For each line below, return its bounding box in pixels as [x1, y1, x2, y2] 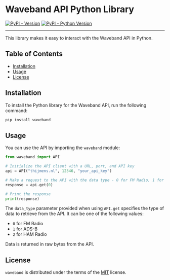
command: [5, 108, 28, 114]
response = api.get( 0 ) [5, 182, 53, 187]
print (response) [5, 196, 39, 201]
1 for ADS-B [12, 226, 38, 232]
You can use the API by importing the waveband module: [5, 145, 120, 151]
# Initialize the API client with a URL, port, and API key [5, 164, 135, 169]
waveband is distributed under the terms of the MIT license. [5, 269, 126, 275]
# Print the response [5, 191, 51, 196]
